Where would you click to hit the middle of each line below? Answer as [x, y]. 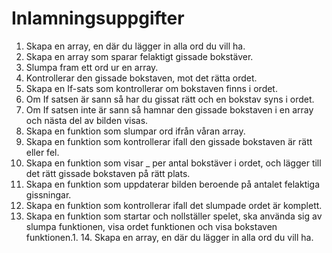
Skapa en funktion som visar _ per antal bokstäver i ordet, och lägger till [173, 163]
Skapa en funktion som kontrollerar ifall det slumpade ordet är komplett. [174, 205]
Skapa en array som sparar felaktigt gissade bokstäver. [139, 56]
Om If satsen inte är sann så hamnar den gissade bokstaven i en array [169, 109]
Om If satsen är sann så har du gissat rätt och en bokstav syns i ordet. [170, 99]
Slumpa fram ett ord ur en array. [92, 67]
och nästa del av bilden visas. [87, 120]
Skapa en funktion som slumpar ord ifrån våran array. [135, 131]
